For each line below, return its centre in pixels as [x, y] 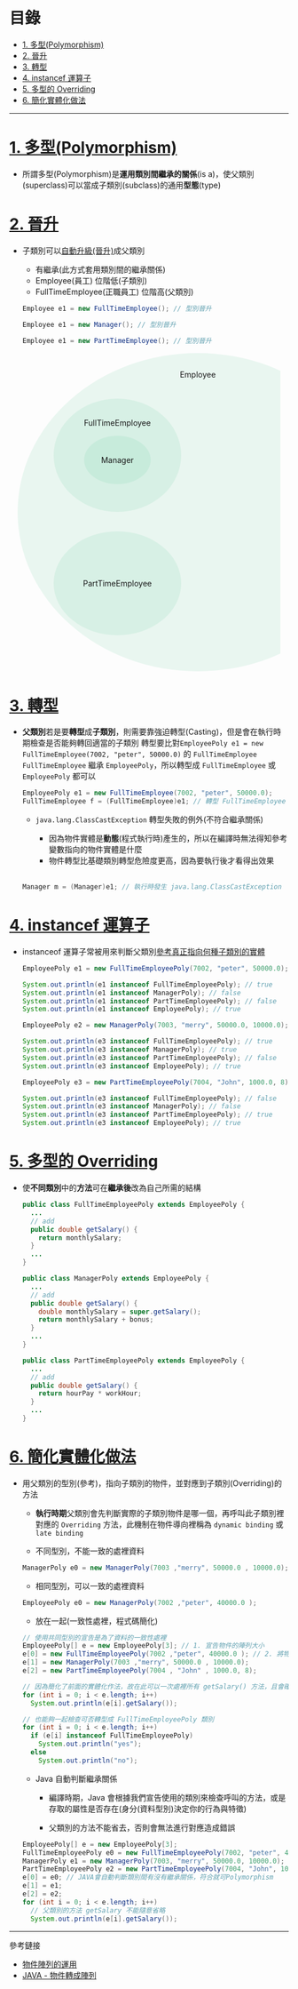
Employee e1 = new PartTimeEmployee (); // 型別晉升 [117, 340]
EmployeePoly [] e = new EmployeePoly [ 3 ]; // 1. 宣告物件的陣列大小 [143, 1646]
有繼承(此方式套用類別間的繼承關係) [100, 269]
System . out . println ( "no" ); [88, 1761]
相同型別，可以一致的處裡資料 [90, 1586]
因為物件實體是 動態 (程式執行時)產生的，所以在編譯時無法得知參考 [168, 839]
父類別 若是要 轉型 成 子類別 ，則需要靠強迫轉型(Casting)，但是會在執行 [148, 732]
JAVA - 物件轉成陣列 [59, 1975]
